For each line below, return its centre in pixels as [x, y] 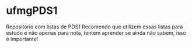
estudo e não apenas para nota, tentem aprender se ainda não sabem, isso [96, 32]
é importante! [22, 39]
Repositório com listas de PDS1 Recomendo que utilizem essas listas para [95, 27]
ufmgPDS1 [32, 11]
